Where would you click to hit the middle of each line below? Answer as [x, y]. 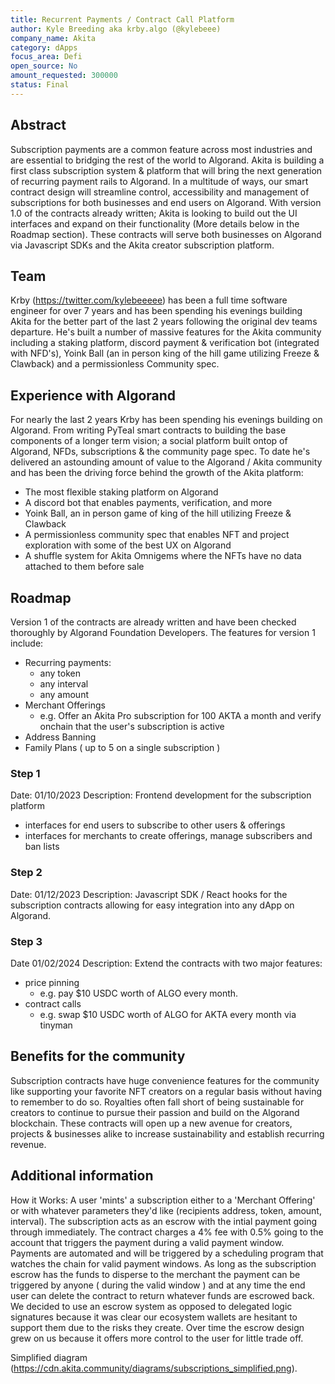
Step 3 [26, 941]
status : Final [40, 85]
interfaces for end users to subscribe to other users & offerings [155, 825]
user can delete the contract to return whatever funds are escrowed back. [162, 1295]
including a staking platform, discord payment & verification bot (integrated [165, 343]
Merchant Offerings [65, 705]
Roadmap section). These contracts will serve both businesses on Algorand [166, 234]
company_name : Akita [53, 38]
